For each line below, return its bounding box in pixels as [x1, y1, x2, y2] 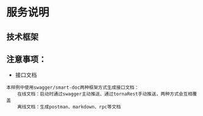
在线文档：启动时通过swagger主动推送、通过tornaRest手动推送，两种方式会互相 [17, 91, 193, 97]
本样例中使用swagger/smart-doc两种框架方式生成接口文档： [6, 84, 139, 91]
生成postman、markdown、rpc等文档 [40, 104, 121, 110]
